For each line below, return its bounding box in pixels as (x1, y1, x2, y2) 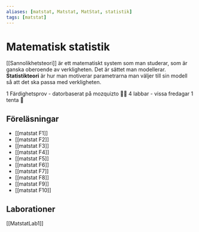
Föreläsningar (6, 114, 59, 124)
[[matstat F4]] (14, 149, 50, 156)
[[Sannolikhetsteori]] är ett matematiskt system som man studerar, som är (6, 60, 188, 67)
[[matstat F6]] (14, 162, 50, 169)
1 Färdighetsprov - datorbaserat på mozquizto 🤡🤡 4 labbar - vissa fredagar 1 (6, 90, 194, 97)
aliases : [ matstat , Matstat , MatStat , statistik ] (6, 8, 133, 15)
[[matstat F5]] (14, 155, 49, 162)
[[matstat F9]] (14, 180, 50, 188)
